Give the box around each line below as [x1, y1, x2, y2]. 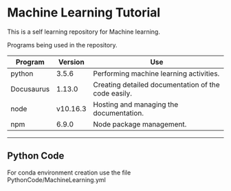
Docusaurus [10, 84, 50, 93]
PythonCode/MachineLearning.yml [7, 175, 107, 183]
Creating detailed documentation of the [93, 80, 220, 89]
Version [58, 57, 85, 67]
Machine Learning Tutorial [7, 5, 161, 21]
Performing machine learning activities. [93, 69, 220, 78]
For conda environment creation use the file [7, 168, 131, 177]
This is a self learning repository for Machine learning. [7, 27, 160, 36]
